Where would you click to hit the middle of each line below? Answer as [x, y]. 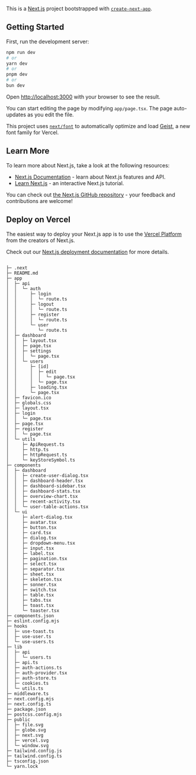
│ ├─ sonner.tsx [32, 585]
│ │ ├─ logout [30, 304]
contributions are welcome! [39, 201]
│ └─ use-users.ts [30, 641]
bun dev [16, 85]
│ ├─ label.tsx [30, 553]
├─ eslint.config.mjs [33, 621]
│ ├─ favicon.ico [29, 398]
